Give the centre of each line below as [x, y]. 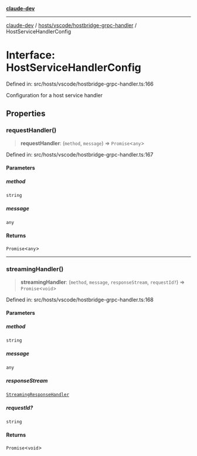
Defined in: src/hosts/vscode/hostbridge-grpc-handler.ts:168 [80, 300]
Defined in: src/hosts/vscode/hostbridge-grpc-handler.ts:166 [80, 84]
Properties [26, 114]
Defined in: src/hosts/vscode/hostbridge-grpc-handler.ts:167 [80, 154]
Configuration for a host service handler [54, 95]
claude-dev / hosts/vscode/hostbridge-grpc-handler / [71, 25]
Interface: [31, 55]
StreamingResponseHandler [38, 395]
